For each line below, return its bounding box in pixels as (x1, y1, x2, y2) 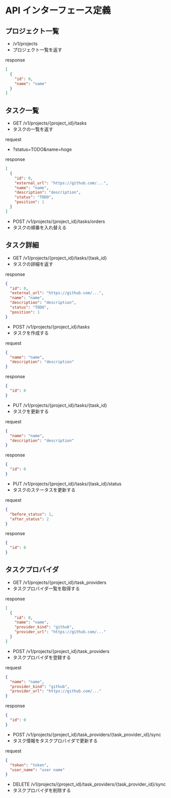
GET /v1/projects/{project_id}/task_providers (12, 579, 107, 585)
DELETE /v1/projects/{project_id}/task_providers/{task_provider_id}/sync (12, 781, 166, 787)
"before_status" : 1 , (10, 511, 54, 517)
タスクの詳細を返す (12, 261, 54, 267)
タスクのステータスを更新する (12, 486, 76, 493)
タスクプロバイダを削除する (12, 787, 71, 793)
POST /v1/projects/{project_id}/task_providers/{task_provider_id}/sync (12, 731, 161, 738)
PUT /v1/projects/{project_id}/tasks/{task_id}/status (12, 480, 121, 487)
